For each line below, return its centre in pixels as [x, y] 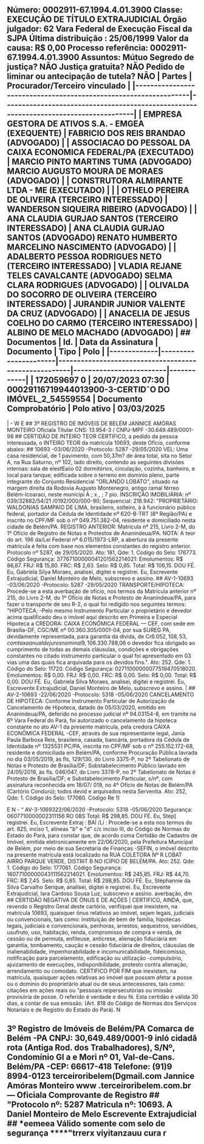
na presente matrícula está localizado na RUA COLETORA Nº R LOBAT [95, 855]
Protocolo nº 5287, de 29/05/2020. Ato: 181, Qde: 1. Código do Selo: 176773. [102, 552]
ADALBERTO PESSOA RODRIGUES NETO [85, 257]
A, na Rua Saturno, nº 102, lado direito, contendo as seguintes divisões [96, 462]
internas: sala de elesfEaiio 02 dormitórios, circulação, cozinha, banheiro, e [101, 468]
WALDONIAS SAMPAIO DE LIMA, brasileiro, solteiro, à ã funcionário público [101, 507]
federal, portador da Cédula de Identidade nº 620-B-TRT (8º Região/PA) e [100, 513]
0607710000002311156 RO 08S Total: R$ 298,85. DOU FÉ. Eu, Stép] [92, 816]
